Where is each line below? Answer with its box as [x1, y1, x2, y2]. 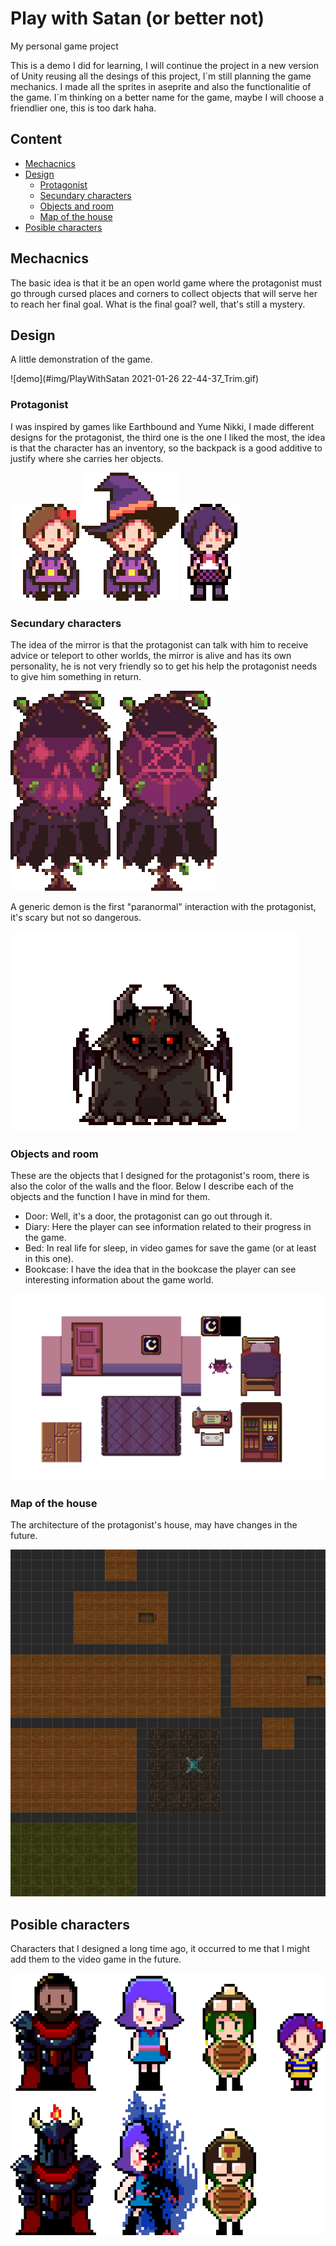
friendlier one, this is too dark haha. [10, 102, 157, 114]
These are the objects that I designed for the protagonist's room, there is [10, 1170, 310, 1182]
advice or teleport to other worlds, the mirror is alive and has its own [10, 649, 292, 661]
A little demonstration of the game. [10, 353, 153, 366]
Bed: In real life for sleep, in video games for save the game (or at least [24, 1242, 317, 1254]
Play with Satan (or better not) [10, 7, 265, 30]
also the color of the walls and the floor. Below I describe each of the [10, 1180, 294, 1192]
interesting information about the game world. [24, 1274, 214, 1286]
